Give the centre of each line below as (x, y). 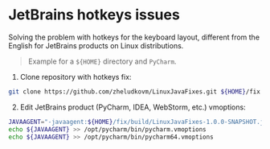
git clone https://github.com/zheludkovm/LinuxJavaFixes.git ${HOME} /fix (135, 91)
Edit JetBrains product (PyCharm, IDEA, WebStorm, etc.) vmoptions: (133, 107)
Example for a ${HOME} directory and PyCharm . (102, 61)
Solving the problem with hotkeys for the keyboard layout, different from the (134, 37)
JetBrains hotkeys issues (94, 15)
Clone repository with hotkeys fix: (76, 77)
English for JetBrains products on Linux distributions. (96, 45)
